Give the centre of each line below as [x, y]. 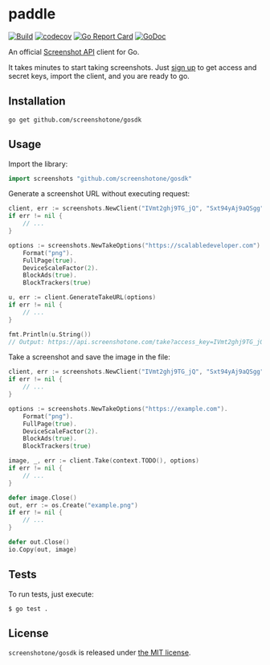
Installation [37, 101]
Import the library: [38, 164]
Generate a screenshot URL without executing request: [99, 194]
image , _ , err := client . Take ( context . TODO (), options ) [104, 461]
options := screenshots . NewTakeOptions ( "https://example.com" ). [118, 408]
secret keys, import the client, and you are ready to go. [99, 76]
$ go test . [28, 609]
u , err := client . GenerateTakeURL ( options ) [82, 298]
